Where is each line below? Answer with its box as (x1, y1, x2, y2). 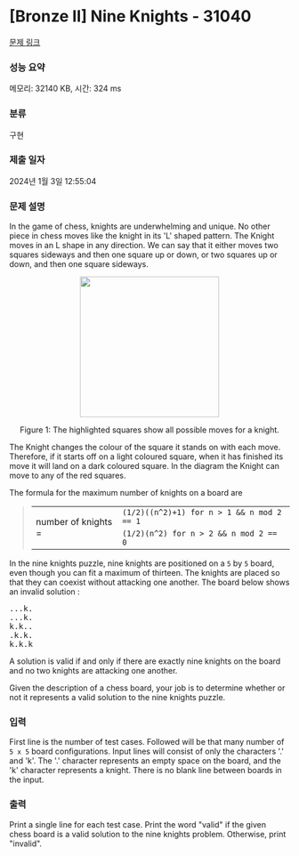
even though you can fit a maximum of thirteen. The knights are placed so (9, 568, 280, 578)
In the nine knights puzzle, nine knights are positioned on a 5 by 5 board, (9, 558, 275, 569)
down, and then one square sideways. (9, 259, 149, 270)
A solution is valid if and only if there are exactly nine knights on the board (9, 656, 281, 666)
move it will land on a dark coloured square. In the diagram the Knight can (9, 461, 280, 472)
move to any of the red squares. (9, 470, 126, 481)
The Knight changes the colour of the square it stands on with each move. (9, 442, 281, 453)
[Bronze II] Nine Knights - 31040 (9, 6, 252, 27)
